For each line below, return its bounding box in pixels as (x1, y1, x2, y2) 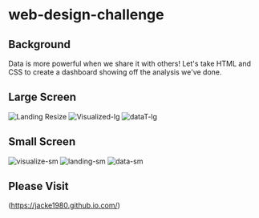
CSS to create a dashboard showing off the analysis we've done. (8, 67, 222, 77)
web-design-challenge (8, 6, 164, 24)
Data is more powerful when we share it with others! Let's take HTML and (8, 59, 251, 68)
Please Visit (8, 180, 69, 193)
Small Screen (8, 135, 76, 149)
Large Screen (8, 91, 77, 104)
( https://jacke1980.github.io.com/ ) (8, 200, 120, 210)
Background (8, 38, 71, 51)
